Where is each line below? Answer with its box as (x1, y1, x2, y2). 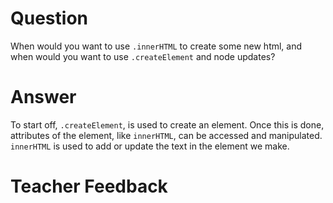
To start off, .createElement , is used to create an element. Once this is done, (10, 118, 325, 131)
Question (10, 7, 88, 30)
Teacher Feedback (10, 175, 168, 198)
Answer (10, 86, 77, 109)
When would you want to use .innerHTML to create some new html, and (10, 40, 303, 52)
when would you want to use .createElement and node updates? (10, 50, 276, 62)
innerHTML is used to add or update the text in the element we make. (10, 140, 290, 152)
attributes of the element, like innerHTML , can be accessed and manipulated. (10, 129, 323, 141)
